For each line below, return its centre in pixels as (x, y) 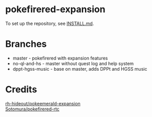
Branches (26, 44)
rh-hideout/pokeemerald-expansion (43, 103)
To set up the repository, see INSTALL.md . (50, 23)
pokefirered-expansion (55, 9)
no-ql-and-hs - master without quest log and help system (73, 63)
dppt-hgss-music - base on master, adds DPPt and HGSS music (80, 69)
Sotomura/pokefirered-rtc (32, 109)
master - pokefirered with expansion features (60, 58)
